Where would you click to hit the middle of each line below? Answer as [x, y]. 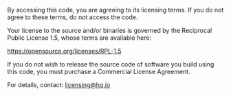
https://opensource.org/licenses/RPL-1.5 [64, 51]
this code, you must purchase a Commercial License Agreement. [99, 72]
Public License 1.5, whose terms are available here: [79, 38]
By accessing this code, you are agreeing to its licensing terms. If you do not [115, 10]
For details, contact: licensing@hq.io [59, 85]
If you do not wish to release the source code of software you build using [111, 64]
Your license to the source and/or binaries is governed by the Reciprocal [110, 31]
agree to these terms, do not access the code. [73, 17]
